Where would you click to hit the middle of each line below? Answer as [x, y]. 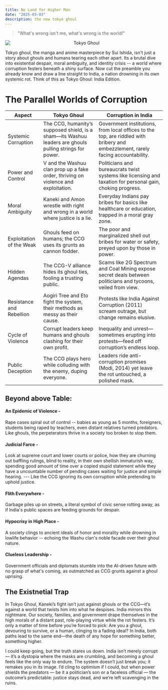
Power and [20, 172]
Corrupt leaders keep [68, 329]
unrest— [143, 329]
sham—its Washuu [65, 136]
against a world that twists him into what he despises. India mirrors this [78, 609]
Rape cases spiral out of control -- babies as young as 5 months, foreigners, [84, 422]
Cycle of [17, 335]
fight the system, [63, 302]
